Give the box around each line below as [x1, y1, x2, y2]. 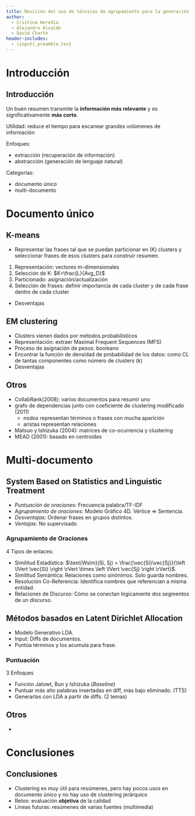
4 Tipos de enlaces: [6, 548, 54, 555]
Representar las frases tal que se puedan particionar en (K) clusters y [14, 246, 182, 253]
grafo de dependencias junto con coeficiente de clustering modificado [14, 402, 184, 409]
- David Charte [11, 30, 48, 36]
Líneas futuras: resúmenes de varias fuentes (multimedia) [14, 803, 154, 810]
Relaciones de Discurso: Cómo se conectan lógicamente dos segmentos [14, 590, 190, 597]
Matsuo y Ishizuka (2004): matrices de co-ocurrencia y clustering [14, 426, 173, 433]
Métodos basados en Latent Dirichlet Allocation [6, 614, 183, 624]
